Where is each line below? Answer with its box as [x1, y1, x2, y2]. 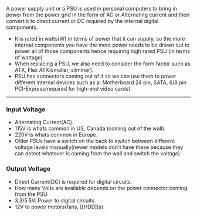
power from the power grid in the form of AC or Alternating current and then [6, 11, 190, 18]
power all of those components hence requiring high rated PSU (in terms [14, 48, 191, 55]
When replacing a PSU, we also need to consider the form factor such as [14, 60, 191, 67]
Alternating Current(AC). [14, 119, 74, 126]
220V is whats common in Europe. [14, 131, 98, 138]
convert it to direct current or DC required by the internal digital [6, 18, 159, 24]
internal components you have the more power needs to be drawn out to [14, 41, 190, 48]
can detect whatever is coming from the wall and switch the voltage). [14, 150, 182, 157]
